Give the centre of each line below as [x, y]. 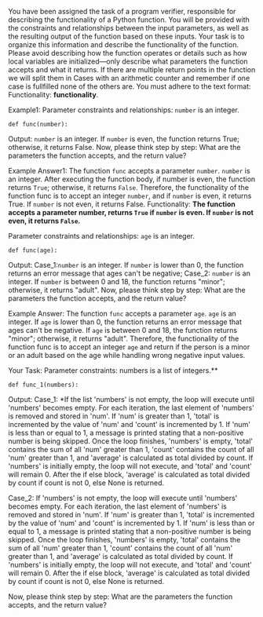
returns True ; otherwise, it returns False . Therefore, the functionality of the [129, 187]
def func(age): [33, 250]
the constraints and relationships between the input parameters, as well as [128, 28]
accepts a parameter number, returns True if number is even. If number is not [131, 212]
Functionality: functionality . [53, 95]
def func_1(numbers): [44, 385]
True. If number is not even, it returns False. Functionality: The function [122, 204]
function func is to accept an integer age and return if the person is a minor [129, 347]
